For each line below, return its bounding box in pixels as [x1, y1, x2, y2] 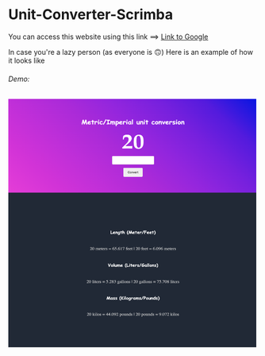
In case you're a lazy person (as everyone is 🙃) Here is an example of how [8, 47, 254, 56]
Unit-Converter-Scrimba [8, 6, 173, 24]
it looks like [8, 56, 45, 65]
